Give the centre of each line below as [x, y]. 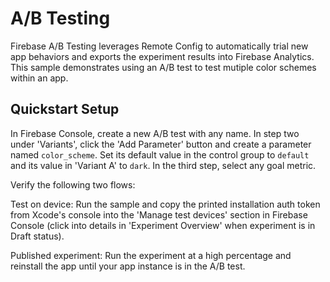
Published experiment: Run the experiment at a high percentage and [151, 255]
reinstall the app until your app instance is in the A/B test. [128, 266]
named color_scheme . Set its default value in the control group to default [160, 154]
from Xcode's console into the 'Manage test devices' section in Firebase [159, 214]
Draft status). [37, 236]
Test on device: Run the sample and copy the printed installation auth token [165, 204]
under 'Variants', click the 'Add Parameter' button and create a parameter [161, 144]
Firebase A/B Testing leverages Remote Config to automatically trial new [159, 46]
